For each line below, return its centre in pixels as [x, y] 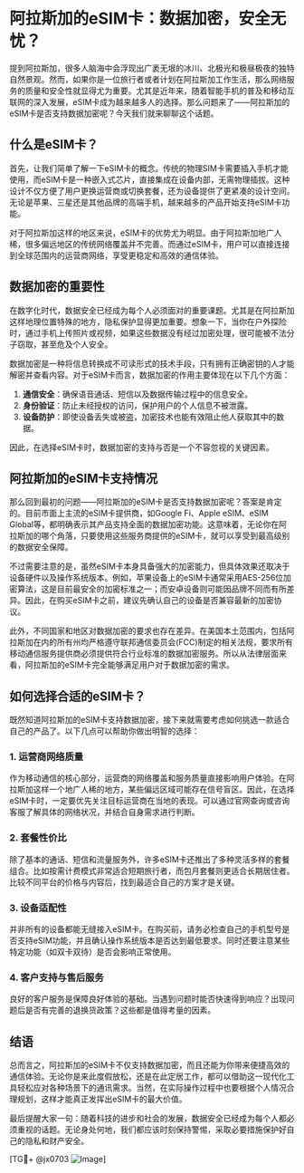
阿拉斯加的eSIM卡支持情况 [84, 478]
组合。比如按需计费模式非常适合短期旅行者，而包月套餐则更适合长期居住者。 [152, 870]
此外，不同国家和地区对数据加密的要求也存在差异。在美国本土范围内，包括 [148, 631]
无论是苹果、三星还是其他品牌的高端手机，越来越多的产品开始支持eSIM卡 [146, 202]
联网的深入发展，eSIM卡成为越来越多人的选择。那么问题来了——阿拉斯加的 [150, 101]
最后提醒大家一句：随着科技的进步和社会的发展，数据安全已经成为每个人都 [148, 1119]
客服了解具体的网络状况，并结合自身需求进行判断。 [104, 812]
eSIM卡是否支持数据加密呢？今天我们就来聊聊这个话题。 [114, 113]
